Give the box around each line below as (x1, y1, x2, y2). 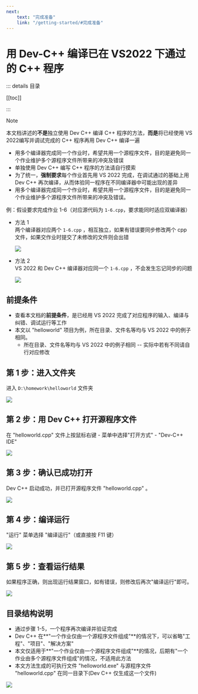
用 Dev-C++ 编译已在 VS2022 (6, 47, 152, 60)
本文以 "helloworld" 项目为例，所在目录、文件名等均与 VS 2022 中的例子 (14, 327, 191, 334)
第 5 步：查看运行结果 (6, 561, 85, 572)
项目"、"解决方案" (30, 640, 74, 647)
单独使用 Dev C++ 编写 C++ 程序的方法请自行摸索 (14, 164, 136, 172)
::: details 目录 (6, 82, 40, 89)
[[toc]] (6, 94, 22, 101)
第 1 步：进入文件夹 (6, 367, 76, 377)
